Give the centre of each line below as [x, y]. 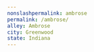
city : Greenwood [30, 32]
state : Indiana [29, 38]
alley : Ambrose [29, 26]
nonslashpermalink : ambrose [47, 13]
